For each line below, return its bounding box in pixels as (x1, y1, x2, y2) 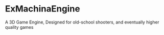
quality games (5, 24, 34, 30)
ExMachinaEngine (5, 3, 80, 14)
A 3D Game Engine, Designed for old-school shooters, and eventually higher (5, 19, 160, 25)
